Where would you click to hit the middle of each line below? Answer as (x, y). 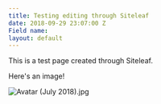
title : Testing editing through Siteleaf (79, 16)
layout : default (35, 38)
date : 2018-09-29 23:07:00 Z (57, 23)
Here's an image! (37, 76)
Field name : (28, 30)
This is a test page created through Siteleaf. (80, 61)
